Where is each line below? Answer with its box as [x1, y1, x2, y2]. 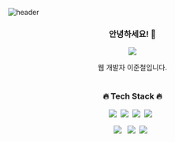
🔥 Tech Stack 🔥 [102, 91, 163, 102]
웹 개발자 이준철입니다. [97, 63, 168, 73]
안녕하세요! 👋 [109, 28, 156, 39]
